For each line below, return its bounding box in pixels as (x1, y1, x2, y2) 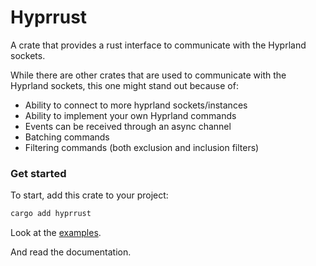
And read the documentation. (10, 246, 132, 258)
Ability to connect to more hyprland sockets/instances (24, 99, 248, 111)
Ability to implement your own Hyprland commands (24, 109, 237, 121)
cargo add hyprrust (10, 209, 92, 219)
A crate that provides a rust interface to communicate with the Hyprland (10, 39, 307, 51)
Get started (10, 166, 67, 180)
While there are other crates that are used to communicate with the (10, 69, 287, 81)
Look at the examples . (10, 227, 102, 239)
